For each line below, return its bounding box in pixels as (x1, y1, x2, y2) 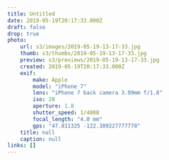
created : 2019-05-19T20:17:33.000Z (20, 63, 125, 70)
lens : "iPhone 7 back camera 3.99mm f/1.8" (33, 89, 163, 96)
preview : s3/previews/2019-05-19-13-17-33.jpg (20, 57, 160, 64)
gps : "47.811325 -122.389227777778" (33, 122, 141, 130)
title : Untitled (7, 10, 55, 18)
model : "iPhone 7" (33, 83, 87, 90)
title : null (20, 129, 55, 136)
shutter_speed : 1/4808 (33, 109, 100, 116)
